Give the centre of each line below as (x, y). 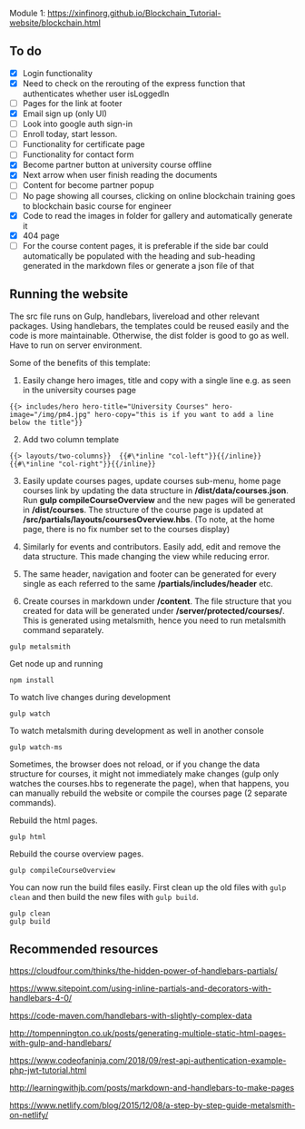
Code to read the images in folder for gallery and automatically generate (157, 215)
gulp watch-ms (36, 747)
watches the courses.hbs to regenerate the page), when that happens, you (149, 783)
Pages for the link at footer (72, 103)
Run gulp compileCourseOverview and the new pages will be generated (159, 500)
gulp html (28, 837)
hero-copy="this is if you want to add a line (184, 414)
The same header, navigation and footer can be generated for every (149, 574)
